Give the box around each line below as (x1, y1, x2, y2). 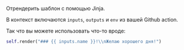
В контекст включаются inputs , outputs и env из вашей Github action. (6, 16, 178, 23)
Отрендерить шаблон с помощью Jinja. (6, 5, 105, 12)
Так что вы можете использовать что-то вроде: (6, 27, 126, 34)
